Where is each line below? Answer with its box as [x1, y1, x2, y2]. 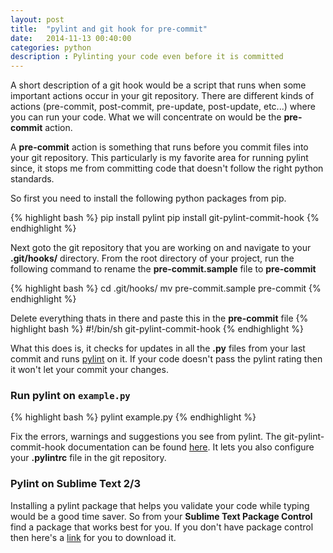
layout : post [10, 14, 65, 25]
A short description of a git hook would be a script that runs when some [10, 79, 307, 91]
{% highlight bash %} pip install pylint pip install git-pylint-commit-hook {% [10, 212, 320, 224]
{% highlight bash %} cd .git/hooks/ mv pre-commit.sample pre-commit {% [10, 282, 322, 295]
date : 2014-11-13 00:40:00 [10, 33, 132, 43]
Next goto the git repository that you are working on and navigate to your [10, 242, 312, 254]
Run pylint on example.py [10, 389, 131, 403]
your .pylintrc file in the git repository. [10, 452, 167, 464]
